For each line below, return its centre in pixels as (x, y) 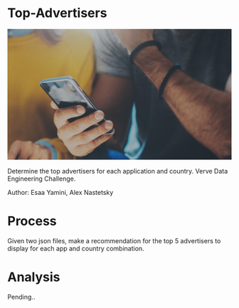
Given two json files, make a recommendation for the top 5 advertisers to (114, 240)
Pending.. (21, 297)
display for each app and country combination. (76, 248)
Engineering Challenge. (42, 179)
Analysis (34, 277)
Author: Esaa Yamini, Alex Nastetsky (60, 192)
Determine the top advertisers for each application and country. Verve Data (118, 171)
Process (32, 221)
